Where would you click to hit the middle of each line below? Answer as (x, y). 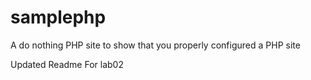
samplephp (58, 17)
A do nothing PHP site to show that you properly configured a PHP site (155, 45)
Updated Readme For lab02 (67, 64)
